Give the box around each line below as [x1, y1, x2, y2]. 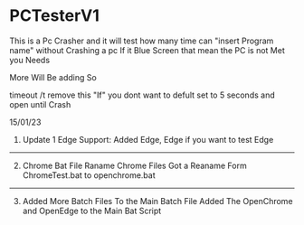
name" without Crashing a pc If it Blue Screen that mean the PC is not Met [9, 44, 285, 55]
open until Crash [9, 98, 71, 109]
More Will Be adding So [9, 71, 97, 82]
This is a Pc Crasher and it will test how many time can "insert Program [9, 35, 274, 46]
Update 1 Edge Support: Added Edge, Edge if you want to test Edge [22, 134, 274, 145]
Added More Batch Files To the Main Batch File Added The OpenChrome [22, 195, 293, 206]
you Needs [9, 54, 51, 65]
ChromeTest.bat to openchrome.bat [22, 169, 156, 181]
